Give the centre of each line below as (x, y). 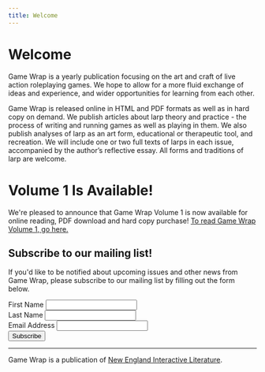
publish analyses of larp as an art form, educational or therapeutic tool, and (131, 133)
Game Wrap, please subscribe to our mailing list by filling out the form (121, 280)
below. (19, 288)
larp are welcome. (37, 158)
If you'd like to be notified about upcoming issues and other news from (123, 272)
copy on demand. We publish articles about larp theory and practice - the (127, 117)
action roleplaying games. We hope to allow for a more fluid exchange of (126, 84)
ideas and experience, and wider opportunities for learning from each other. (131, 93)
